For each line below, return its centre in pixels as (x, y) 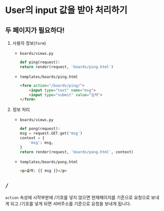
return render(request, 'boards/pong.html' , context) (77, 152)
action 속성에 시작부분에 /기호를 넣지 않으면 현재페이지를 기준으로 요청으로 (78, 198)
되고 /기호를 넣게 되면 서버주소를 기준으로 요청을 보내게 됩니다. (71, 204)
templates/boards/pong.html (49, 162)
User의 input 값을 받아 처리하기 (66, 10)
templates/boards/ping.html (49, 77)
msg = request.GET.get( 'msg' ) (51, 133)
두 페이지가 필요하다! (35, 30)
